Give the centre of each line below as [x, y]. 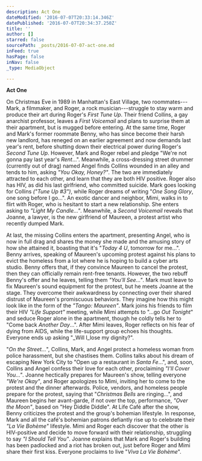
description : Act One [33, 12]
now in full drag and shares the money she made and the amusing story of [99, 242]
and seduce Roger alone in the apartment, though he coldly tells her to [94, 318]
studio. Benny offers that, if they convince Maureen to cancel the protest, [97, 267]
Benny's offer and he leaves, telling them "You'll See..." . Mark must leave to [100, 280]
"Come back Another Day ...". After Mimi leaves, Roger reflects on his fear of [100, 325]
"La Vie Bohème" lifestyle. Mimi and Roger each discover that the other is [97, 426]
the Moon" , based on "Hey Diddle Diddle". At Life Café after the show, [93, 407]
